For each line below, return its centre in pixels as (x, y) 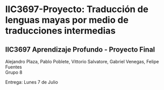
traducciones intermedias (61, 31)
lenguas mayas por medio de (67, 20)
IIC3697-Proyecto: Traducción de (77, 9)
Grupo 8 (14, 72)
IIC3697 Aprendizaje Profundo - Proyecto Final (80, 49)
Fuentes (14, 67)
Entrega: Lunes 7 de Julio (32, 82)
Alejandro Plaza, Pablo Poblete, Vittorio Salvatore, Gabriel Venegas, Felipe (82, 61)
